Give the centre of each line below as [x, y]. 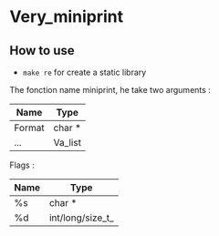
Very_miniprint [67, 17]
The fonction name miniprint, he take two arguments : [110, 90]
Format [29, 128]
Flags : [22, 165]
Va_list [68, 143]
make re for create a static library [84, 72]
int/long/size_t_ [81, 218]
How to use [42, 51]
